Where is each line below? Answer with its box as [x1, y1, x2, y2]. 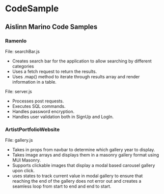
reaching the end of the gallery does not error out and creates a [12, 178, 141, 184]
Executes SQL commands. [12, 103, 66, 109]
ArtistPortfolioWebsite [5, 126, 60, 133]
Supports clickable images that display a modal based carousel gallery [12, 162, 156, 168]
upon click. [12, 168, 35, 174]
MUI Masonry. [12, 157, 41, 163]
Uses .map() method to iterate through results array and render [12, 73, 140, 79]
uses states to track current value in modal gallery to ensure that [12, 173, 143, 179]
